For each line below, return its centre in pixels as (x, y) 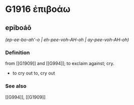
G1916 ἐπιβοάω (38, 9)
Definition (18, 52)
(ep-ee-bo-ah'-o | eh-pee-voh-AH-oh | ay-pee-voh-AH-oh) (67, 39)
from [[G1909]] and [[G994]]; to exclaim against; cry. (60, 63)
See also (16, 86)
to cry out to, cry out (34, 73)
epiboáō (18, 28)
